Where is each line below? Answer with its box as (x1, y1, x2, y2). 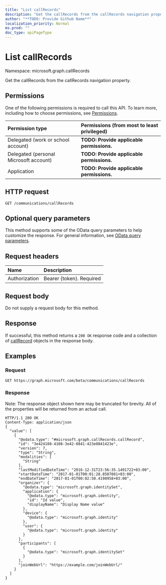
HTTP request (5, 188, 49, 196)
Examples (5, 352, 36, 361)
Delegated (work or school (7, 136, 70, 143)
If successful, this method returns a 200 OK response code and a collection (5, 332, 157, 338)
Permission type (7, 125, 47, 131)
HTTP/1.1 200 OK (5, 416, 39, 420)
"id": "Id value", (27, 498, 65, 502)
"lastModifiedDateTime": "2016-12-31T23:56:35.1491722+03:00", (18, 467, 152, 472)
